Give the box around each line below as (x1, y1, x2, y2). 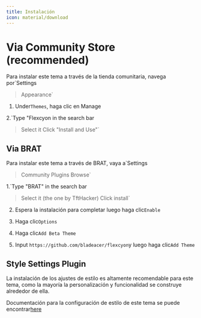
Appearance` (20, 91, 53, 98)
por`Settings (6, 79, 37, 87)
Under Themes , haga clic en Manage (14, 103, 101, 110)
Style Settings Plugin (6, 258, 86, 269)
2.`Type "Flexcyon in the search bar (6, 114, 95, 122)
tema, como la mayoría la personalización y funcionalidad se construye (6, 281, 182, 288)
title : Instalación (6, 8, 55, 15)
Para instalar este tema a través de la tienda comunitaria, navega (6, 73, 166, 80)
